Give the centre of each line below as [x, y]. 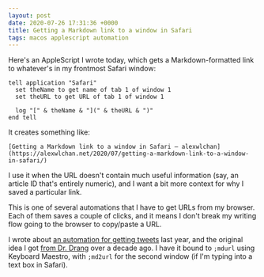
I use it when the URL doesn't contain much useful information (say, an [123, 176]
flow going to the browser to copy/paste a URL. [85, 224]
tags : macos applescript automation [68, 38]
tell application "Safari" [53, 83]
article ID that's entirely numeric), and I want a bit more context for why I [126, 184]
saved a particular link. [45, 192]
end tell [23, 118]
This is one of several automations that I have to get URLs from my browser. [132, 207]
